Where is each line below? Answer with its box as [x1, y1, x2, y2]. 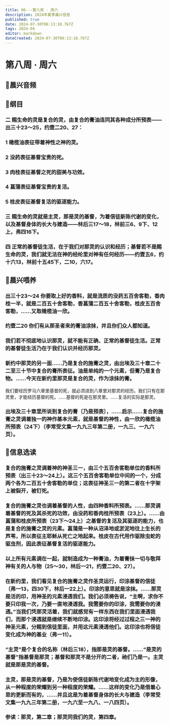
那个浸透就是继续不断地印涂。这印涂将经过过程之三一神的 [21, 615, 161, 622]
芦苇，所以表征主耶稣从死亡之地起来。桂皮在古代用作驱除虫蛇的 [5, 533, 161, 540]
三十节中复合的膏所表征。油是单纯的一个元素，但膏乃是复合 [15, 368, 161, 375]
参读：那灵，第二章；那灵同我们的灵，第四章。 [5, 714, 119, 721]
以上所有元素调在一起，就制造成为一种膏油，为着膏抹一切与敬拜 [5, 555, 161, 562]
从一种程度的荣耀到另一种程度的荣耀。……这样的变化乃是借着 [5, 683, 156, 690]
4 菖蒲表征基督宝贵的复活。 [5, 183, 72, 190]
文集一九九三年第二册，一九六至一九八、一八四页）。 [5, 699, 133, 706]
